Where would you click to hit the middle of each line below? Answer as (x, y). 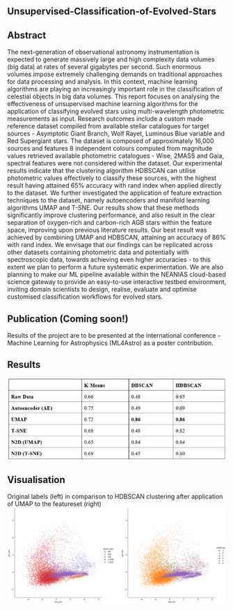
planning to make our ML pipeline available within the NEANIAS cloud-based (116, 274)
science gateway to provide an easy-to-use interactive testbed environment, (117, 282)
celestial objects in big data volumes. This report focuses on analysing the (114, 96)
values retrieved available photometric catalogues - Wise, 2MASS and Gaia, (116, 156)
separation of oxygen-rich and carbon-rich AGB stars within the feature (110, 223)
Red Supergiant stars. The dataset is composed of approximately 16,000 (111, 141)
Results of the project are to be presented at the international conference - (114, 336)
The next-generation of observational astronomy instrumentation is (103, 52)
